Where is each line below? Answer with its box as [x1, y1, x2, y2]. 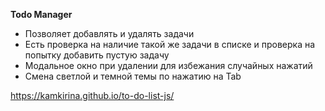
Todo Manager [10, 9, 73, 20]
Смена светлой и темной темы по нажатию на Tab [24, 70, 242, 82]
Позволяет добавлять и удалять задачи [24, 28, 195, 39]
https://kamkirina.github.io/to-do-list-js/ [10, 90, 175, 101]
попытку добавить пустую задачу [24, 49, 170, 61]
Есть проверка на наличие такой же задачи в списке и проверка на [24, 39, 316, 50]
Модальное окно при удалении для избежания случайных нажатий [24, 60, 313, 71]
